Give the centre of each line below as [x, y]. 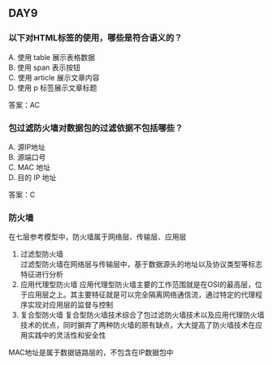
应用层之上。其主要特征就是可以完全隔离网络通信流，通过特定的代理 [141, 294]
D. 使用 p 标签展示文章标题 [53, 88]
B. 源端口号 [27, 157]
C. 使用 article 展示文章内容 [54, 77]
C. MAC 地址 [30, 167]
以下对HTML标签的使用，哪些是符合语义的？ [95, 38]
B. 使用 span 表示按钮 [45, 67]
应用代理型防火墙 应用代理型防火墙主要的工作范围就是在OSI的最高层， [138, 285]
